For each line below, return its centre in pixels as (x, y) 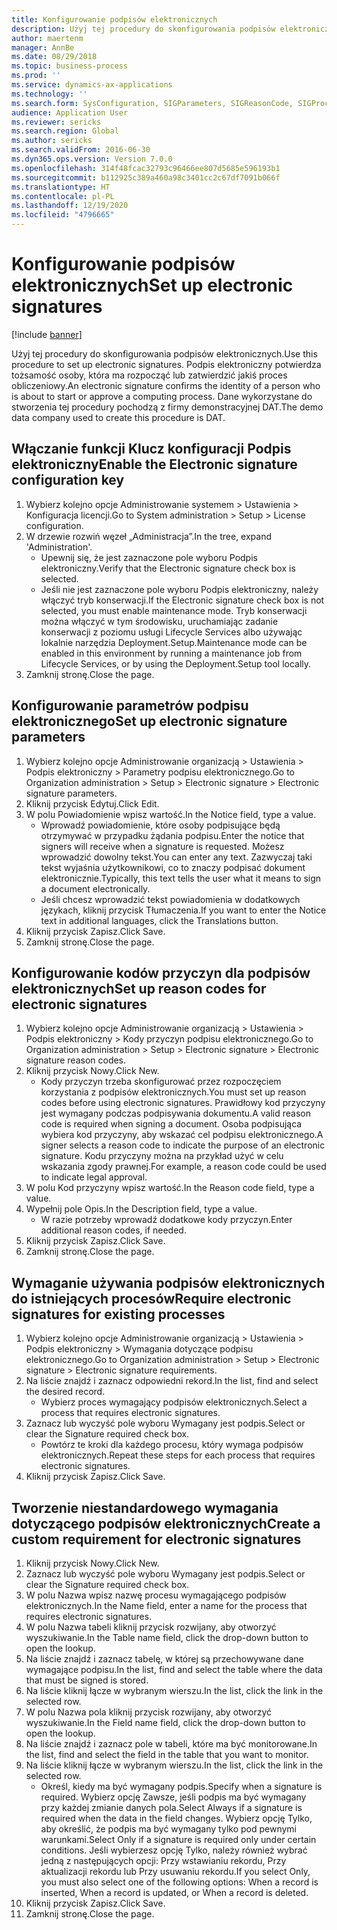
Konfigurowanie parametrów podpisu (130, 706)
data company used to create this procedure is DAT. (118, 417)
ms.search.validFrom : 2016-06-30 (81, 150)
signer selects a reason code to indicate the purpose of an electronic (183, 1145)
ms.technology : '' (49, 94)
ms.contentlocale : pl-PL (63, 196)
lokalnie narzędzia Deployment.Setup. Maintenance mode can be (174, 642)
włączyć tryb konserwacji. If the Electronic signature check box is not (182, 600)
